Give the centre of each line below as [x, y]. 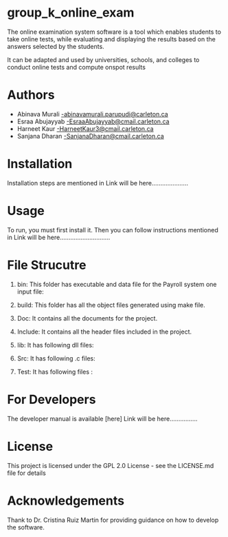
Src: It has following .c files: [56, 358]
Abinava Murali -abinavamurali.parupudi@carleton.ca [92, 114]
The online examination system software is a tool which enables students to [114, 32]
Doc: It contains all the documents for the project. [87, 318]
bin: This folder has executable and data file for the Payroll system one [117, 284]
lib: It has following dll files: [55, 345]
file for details [26, 473]
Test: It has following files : [55, 372]
